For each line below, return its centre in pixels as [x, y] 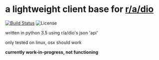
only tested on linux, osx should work [43, 42]
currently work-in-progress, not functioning [52, 52]
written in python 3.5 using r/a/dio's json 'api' [52, 32]
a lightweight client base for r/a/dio [79, 9]
